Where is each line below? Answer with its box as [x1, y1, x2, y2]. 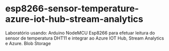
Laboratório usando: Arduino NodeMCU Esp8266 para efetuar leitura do [5, 30, 155, 36]
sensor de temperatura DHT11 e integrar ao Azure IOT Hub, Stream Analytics [5, 35, 164, 41]
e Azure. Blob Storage [5, 40, 51, 46]
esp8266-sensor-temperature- [5, 3, 139, 14]
